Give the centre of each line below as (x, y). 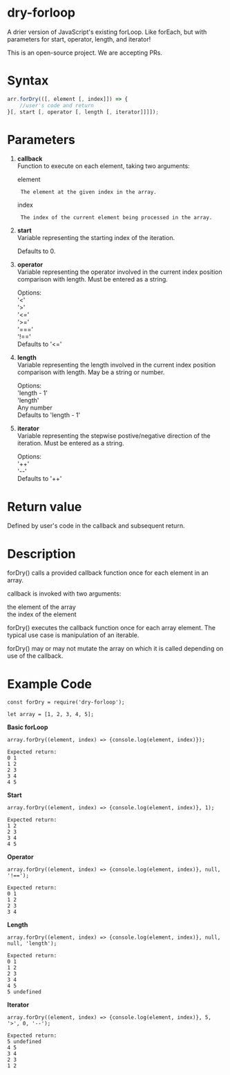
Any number (35, 408)
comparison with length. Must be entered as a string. (92, 279)
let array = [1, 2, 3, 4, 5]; (51, 715)
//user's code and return (57, 105)
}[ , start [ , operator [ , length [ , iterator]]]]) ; (83, 112)
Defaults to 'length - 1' (49, 415)
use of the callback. (35, 656)
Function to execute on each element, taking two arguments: (103, 166)
